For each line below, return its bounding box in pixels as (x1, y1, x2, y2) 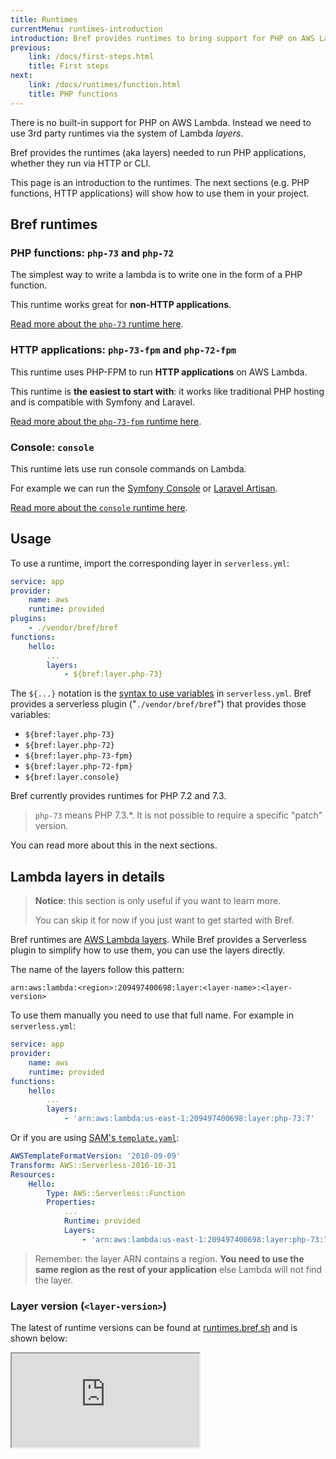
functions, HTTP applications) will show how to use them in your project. (10, 187, 310, 199)
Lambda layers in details (10, 868, 166, 885)
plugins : (10, 614, 47, 624)
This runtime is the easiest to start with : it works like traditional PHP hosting (10, 385, 325, 397)
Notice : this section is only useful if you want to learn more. (34, 895, 282, 907)
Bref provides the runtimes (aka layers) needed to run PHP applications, (10, 146, 307, 158)
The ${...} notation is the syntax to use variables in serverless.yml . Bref (10, 687, 312, 700)
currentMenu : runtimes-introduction (10, 24, 163, 34)
